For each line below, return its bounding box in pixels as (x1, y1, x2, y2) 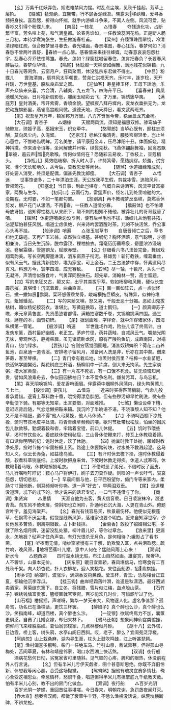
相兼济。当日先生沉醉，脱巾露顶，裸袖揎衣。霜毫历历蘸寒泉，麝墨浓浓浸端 (5, 240, 161, 246)
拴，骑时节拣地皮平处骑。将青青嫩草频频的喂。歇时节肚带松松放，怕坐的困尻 (5, 419, 166, 425)
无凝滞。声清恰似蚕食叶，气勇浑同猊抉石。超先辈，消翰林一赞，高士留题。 (5, 272, 161, 278)
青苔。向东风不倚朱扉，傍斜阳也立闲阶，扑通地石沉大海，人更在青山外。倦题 (5, 502, 166, 508)
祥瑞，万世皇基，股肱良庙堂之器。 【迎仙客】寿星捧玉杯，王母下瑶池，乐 (5, 81, 165, 87)
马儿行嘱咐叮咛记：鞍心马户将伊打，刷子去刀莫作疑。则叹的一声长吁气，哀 (5, 470, 161, 476)
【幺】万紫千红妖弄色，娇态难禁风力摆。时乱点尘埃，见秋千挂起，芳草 (14, 5, 159, 10)
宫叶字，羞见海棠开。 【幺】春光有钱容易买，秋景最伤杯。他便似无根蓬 (5, 508, 160, 514)
